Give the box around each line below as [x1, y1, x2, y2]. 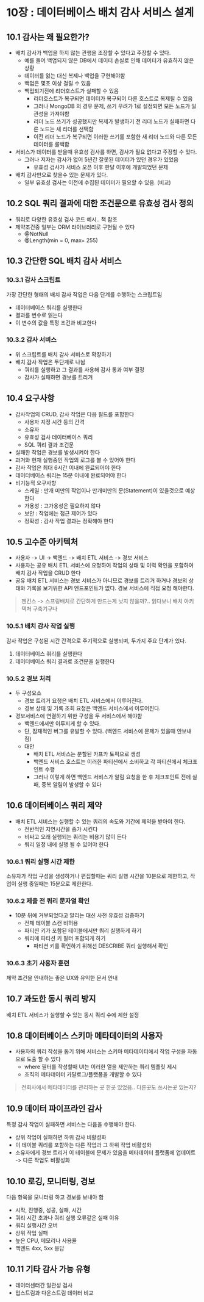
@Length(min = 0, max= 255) [24, 236, 99, 244]
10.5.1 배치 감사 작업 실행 [6, 622, 75, 630]
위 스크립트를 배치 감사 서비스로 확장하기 [15, 350, 111, 358]
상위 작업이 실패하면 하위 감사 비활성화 [15, 1134, 107, 1141]
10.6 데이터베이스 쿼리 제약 [6, 800, 102, 811]
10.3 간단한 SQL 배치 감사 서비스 [6, 256, 122, 266]
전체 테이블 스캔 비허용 [24, 919, 79, 927]
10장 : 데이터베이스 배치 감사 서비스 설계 [6, 5, 194, 20]
